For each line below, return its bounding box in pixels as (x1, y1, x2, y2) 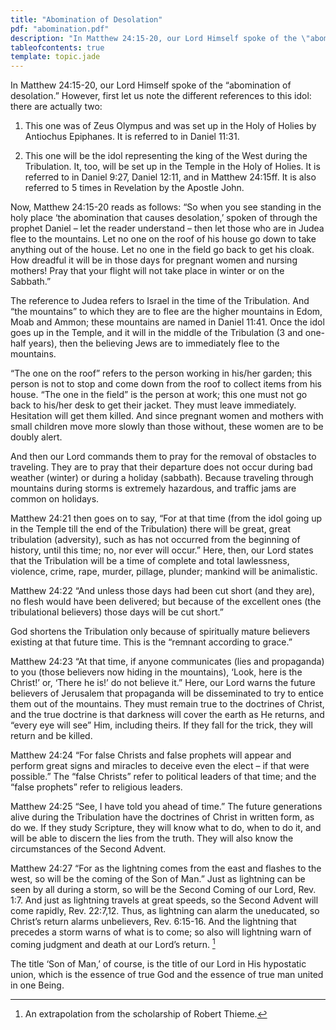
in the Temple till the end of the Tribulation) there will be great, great (10, 523, 291, 535)
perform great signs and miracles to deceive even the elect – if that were (10, 760, 310, 772)
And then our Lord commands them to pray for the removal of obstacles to (10, 451, 317, 463)
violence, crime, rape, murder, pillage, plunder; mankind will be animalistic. (10, 566, 318, 578)
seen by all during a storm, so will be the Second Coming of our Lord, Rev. (10, 884, 317, 896)
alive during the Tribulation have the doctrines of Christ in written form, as (10, 811, 315, 823)
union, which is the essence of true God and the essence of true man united (10, 968, 324, 980)
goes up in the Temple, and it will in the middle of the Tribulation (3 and (10, 327, 303, 339)
